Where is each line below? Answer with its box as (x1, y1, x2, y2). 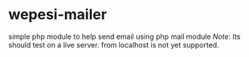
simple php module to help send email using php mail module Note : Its (8, 32, 241, 41)
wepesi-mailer (8, 6, 107, 24)
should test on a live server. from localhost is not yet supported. (8, 40, 219, 49)
